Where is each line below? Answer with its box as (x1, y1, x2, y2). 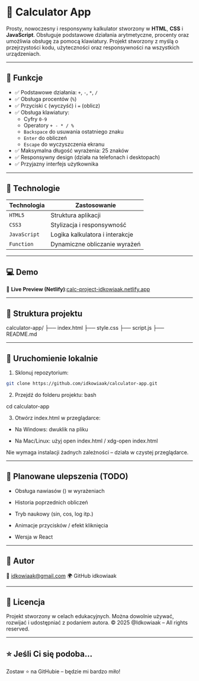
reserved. (6, 625, 30, 632)
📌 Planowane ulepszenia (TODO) (6, 472, 129, 482)
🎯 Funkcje (6, 73, 43, 83)
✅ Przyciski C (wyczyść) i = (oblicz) (14, 102, 101, 109)
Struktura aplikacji (50, 211, 101, 219)
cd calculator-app (6, 403, 50, 410)
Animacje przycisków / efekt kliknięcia (14, 521, 108, 529)
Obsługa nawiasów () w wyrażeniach (14, 487, 105, 494)
